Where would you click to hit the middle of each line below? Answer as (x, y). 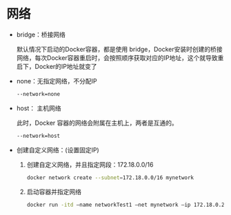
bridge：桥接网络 (41, 34)
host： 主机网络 (39, 108)
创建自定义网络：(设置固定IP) (58, 150)
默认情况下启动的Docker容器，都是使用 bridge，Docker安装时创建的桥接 (120, 49)
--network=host (38, 136)
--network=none (38, 94)
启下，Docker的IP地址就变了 (57, 66)
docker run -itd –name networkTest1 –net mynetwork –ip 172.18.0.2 (125, 205)
